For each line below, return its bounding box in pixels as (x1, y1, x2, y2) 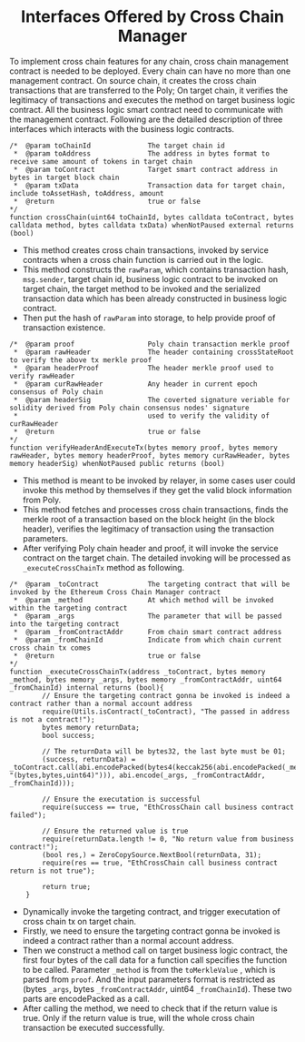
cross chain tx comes (9, 643, 92, 653)
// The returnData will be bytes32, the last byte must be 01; (42, 746, 286, 756)
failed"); (9, 810, 47, 820)
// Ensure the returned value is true (42, 826, 189, 835)
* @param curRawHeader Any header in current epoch (13, 379, 258, 389)
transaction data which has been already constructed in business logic (22, 293, 288, 304)
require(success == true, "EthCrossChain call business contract (42, 803, 295, 812)
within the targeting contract (9, 603, 128, 612)
